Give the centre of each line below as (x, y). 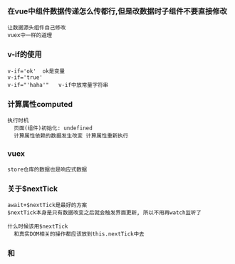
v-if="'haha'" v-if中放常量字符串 (58, 85)
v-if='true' (25, 77)
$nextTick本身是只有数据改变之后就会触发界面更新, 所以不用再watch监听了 (104, 213)
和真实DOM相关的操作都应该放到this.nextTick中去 (79, 234)
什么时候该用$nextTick (38, 227)
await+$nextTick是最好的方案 (47, 205)
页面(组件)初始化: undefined (53, 128)
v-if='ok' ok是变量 (36, 71)
